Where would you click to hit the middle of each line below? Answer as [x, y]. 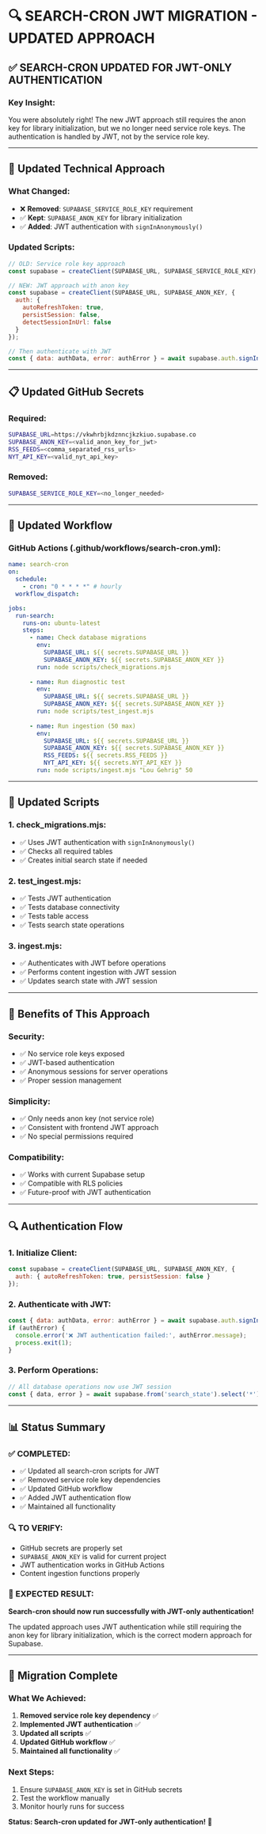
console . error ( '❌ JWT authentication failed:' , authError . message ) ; [131, 1335]
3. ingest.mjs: [35, 946]
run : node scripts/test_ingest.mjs [95, 712]
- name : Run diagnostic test [77, 682]
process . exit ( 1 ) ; [44, 1343]
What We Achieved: [47, 1699]
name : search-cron [38, 565]
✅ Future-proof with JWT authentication [85, 1193]
